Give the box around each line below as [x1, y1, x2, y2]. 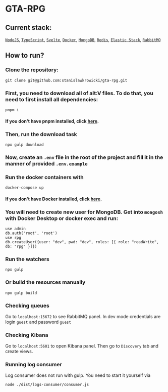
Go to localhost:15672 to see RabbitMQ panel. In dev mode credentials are [5, 313, 161, 319]
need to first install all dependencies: [5, 96, 98, 103]
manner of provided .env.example [5, 160, 88, 167]
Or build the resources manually [5, 279, 86, 286]
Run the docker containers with [5, 173, 84, 181]
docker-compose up [5, 185, 44, 190]
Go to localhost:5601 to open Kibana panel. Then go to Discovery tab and [5, 343, 159, 349]
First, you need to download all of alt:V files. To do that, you [5, 90, 154, 97]
